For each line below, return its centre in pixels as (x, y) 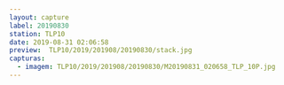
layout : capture (39, 17)
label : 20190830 (39, 26)
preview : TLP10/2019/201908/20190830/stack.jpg (101, 50)
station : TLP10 (37, 34)
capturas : (28, 58)
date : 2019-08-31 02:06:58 (59, 42)
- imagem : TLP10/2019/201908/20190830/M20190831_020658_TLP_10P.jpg (146, 67)
